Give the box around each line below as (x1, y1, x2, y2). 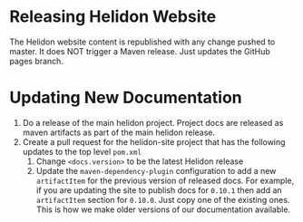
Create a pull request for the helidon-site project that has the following (22, 136, 286, 147)
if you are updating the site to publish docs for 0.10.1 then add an (35, 184, 283, 196)
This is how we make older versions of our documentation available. (35, 204, 291, 215)
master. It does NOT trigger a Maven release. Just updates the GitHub (9, 45, 270, 56)
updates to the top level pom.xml (22, 146, 142, 157)
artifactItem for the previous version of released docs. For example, (35, 175, 295, 186)
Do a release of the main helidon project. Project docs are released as (22, 117, 284, 128)
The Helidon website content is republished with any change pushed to (9, 36, 276, 47)
